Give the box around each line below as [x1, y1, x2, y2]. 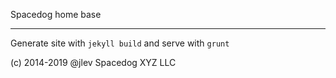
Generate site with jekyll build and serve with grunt [10, 37, 230, 49]
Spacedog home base [10, 9, 102, 20]
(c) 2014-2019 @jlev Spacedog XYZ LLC [10, 57, 177, 68]
